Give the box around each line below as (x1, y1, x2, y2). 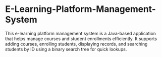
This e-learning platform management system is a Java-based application (5, 30, 156, 36)
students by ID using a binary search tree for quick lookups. (5, 46, 127, 52)
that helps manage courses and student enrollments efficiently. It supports (5, 36, 157, 42)
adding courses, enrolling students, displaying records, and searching (5, 41, 148, 47)
